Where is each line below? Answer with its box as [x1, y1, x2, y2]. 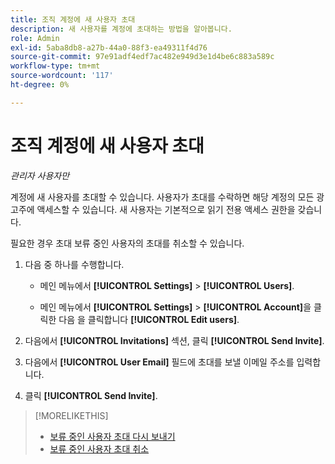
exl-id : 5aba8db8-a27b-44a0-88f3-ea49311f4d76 [10, 42, 208, 53]
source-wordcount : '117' [10, 71, 114, 81]
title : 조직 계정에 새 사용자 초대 [10, 14, 136, 25]
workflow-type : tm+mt [10, 61, 101, 71]
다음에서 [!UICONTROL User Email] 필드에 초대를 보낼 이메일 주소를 [24, 356, 295, 368]
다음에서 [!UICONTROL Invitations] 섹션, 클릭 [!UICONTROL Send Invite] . [24, 334, 325, 346]
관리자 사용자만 [10, 169, 70, 181]
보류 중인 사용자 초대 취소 [49, 442, 150, 455]
